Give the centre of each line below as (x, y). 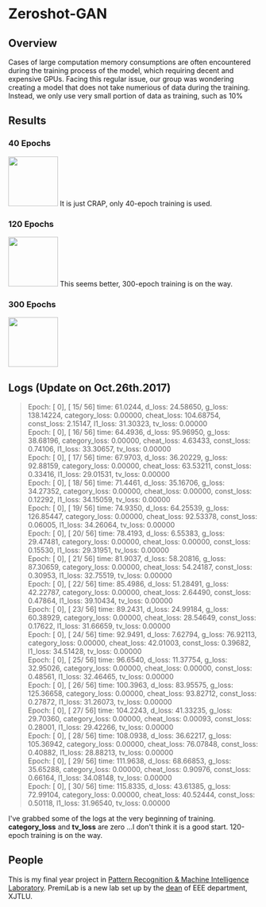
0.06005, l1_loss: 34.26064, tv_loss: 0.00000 (101, 525)
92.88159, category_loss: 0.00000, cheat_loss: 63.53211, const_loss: (139, 466)
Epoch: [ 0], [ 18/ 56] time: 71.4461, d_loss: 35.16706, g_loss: (126, 483)
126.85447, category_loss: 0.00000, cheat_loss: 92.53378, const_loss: (143, 517)
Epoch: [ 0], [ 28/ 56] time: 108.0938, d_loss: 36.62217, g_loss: (129, 736)
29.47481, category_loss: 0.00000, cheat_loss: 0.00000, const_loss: (139, 542)
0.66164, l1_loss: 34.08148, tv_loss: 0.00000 (100, 778)
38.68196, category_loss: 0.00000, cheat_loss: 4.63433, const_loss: (139, 440)
